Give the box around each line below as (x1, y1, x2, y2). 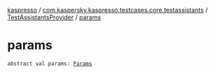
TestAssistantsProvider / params (7, 13, 102, 21)
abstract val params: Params (7, 60, 92, 67)
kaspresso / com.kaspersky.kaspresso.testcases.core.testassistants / (7, 6, 208, 14)
